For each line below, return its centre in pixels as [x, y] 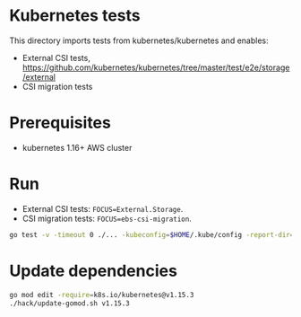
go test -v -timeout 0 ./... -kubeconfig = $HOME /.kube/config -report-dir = [152, 234]
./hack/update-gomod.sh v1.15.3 [69, 303]
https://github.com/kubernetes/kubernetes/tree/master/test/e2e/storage [156, 67]
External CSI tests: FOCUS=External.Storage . [103, 208]
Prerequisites [60, 123]
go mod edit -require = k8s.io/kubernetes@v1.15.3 [102, 295]
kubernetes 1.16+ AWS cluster [77, 147]
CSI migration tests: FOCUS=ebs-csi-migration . [107, 218]
